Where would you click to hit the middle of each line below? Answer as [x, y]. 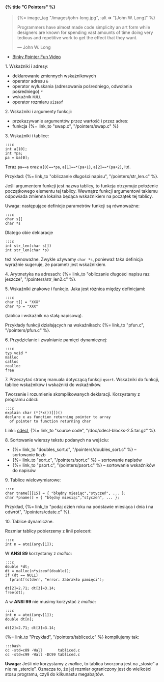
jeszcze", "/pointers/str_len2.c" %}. [41, 279]
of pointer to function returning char [50, 421]
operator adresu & [30, 81]
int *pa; [14, 153]
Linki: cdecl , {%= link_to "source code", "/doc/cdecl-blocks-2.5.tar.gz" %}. [81, 431]
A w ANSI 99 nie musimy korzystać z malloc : [51, 602]
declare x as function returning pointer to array [58, 417]
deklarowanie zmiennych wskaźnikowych [54, 76]
